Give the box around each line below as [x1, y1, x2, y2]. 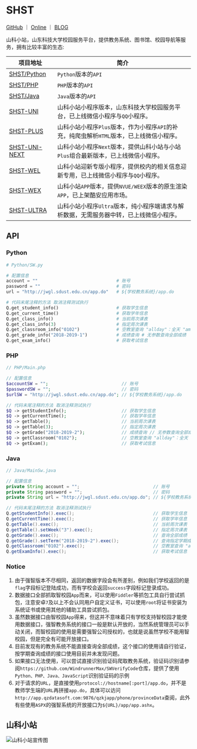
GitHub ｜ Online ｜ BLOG [6, 23, 69, 30]
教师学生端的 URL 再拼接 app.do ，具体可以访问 [14, 686, 121, 693]
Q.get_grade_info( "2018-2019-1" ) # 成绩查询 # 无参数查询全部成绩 [6, 332, 186, 338]
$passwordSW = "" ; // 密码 [6, 386, 139, 392]
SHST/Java [9, 91, 40, 100]
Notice [6, 563, 26, 571]
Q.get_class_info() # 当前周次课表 [6, 316, 148, 322]
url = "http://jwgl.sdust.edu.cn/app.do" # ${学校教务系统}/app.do [6, 289, 174, 295]
